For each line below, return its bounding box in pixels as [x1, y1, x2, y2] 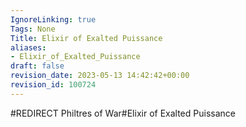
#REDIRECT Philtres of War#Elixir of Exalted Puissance [10, 107, 236, 119]
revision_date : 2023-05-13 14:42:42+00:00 [10, 71, 190, 81]
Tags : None [10, 24, 56, 34]
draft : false [10, 61, 65, 71]
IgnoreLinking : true [10, 14, 97, 25]
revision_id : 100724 [10, 80, 97, 90]
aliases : [10, 42, 47, 53]
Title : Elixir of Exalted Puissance [10, 33, 163, 43]
